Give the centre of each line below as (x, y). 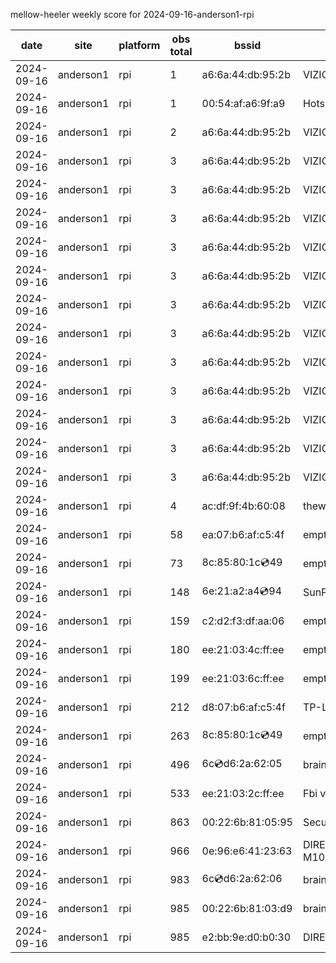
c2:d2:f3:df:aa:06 (243, 621)
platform (139, 45)
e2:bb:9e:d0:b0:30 (246, 937)
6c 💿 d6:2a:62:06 (242, 878)
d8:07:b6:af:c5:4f (243, 707)
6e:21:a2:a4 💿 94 (242, 591)
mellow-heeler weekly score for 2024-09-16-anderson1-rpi (132, 14)
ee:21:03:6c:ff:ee (243, 678)
